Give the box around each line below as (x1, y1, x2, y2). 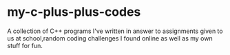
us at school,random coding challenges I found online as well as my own (7, 34, 213, 42)
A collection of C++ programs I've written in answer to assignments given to (7, 27, 223, 35)
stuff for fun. (7, 41, 43, 49)
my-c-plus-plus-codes (7, 4, 141, 20)
